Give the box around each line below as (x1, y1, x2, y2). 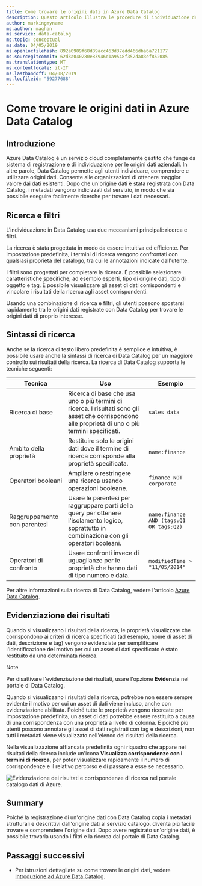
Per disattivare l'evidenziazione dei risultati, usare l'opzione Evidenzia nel (6, 675, 189, 683)
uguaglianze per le (68, 556, 121, 564)
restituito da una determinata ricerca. (6, 652, 98, 659)
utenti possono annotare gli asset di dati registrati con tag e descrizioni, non (6, 725, 195, 733)
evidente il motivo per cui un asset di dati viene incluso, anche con (6, 700, 171, 707)
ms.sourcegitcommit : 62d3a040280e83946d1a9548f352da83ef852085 (6, 54, 168, 60)
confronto (9, 564, 37, 572)
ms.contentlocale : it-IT (6, 64, 69, 71)
